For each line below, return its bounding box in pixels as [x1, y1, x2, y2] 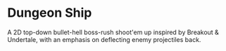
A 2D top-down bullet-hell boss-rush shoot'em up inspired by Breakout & [7, 28, 220, 36]
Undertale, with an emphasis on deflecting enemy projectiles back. [7, 35, 201, 43]
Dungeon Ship [7, 5, 92, 21]
